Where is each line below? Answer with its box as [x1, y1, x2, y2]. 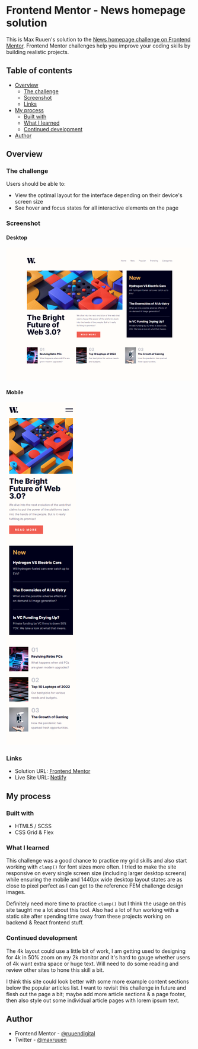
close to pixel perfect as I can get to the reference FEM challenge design [6, 882, 184, 889]
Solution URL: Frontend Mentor [14, 768, 91, 775]
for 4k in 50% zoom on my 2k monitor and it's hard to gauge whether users [6, 953, 190, 961]
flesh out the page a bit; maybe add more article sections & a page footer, [6, 990, 186, 997]
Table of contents [6, 66, 72, 76]
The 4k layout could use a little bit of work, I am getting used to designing [6, 947, 186, 955]
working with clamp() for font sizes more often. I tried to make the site [6, 863, 177, 870]
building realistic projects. [6, 48, 69, 55]
